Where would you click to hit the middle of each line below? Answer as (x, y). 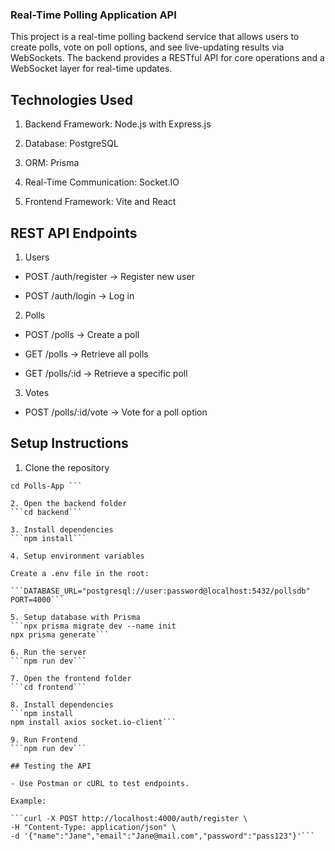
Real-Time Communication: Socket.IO (102, 182)
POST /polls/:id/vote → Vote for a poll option (116, 412)
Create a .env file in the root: (80, 573)
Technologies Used (71, 99)
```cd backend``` (46, 512)
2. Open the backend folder (69, 503)
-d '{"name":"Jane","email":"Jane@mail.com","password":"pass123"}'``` (162, 836)
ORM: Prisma (52, 163)
